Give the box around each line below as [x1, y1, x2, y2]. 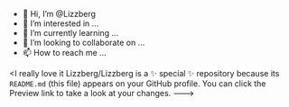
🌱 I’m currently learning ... [22, 28, 119, 38]
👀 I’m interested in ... [22, 18, 99, 29]
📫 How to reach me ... [22, 48, 107, 58]
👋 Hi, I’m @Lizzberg [22, 9, 97, 19]
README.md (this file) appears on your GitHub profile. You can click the [9, 78, 266, 89]
